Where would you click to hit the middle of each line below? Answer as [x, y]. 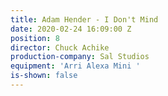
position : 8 [35, 38]
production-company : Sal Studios [80, 57]
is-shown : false [44, 76]
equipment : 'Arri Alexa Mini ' [75, 66]
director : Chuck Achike [60, 47]
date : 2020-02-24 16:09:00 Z [71, 29]
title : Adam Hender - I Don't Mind [84, 19]
